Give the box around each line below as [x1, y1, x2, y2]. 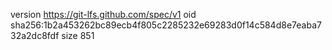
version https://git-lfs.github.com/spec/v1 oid [10, 9, 197, 20]
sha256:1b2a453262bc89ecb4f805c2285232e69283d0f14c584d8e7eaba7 [10, 19, 322, 31]
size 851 [61, 30, 95, 41]
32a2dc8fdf [10, 30, 60, 41]
